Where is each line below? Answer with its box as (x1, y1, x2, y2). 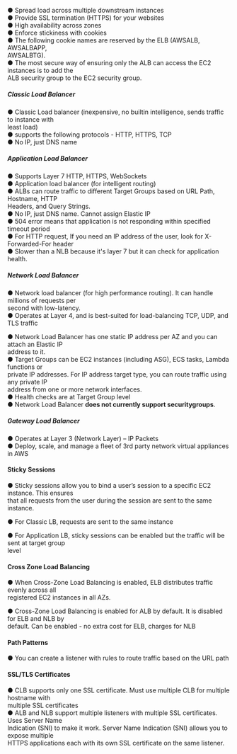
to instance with (7, 115, 54, 123)
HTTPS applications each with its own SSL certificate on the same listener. (7, 738, 225, 747)
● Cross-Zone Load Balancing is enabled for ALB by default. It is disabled (7, 607, 223, 615)
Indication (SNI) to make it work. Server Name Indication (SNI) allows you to (7, 724, 229, 732)
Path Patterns (7, 638, 48, 646)
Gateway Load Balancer (7, 416, 80, 425)
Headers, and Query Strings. (7, 202, 91, 210)
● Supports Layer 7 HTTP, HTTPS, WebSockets (7, 171, 147, 180)
